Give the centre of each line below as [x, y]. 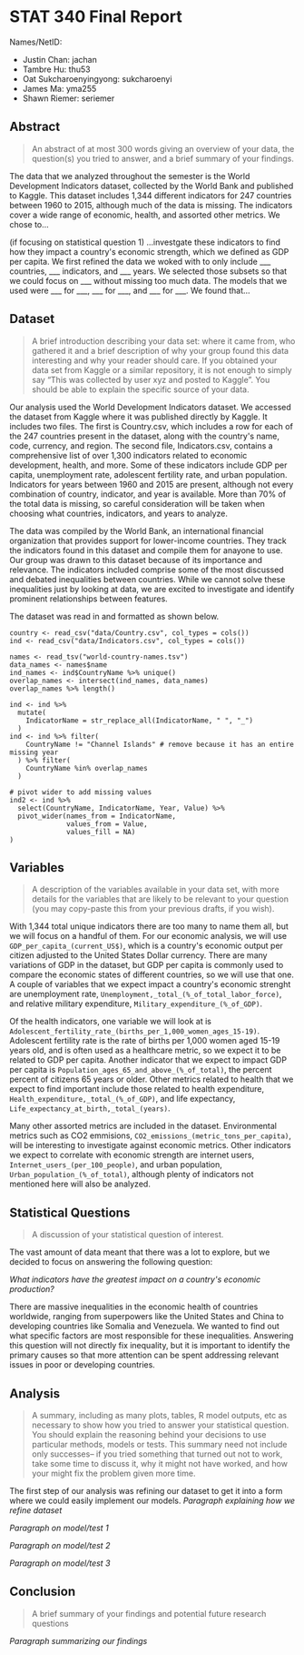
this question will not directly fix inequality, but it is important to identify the [150, 1346]
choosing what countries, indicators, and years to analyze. [119, 513]
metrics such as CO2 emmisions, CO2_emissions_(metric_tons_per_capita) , [151, 1135]
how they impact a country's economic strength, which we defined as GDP [149, 251]
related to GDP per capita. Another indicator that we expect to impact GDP [148, 1060]
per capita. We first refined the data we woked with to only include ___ [140, 261]
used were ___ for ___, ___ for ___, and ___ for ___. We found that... [130, 290]
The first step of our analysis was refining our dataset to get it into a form [146, 1491]
